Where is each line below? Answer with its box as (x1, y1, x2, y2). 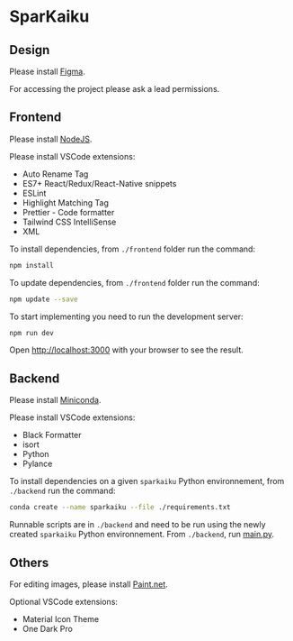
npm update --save (9, 295, 78, 304)
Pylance (22, 458, 53, 470)
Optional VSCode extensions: (9, 596, 119, 607)
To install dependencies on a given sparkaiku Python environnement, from (9, 476, 285, 487)
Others (9, 554, 49, 570)
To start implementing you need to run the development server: (9, 311, 244, 322)
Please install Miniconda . (9, 395, 102, 406)
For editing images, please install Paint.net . (9, 579, 168, 590)
